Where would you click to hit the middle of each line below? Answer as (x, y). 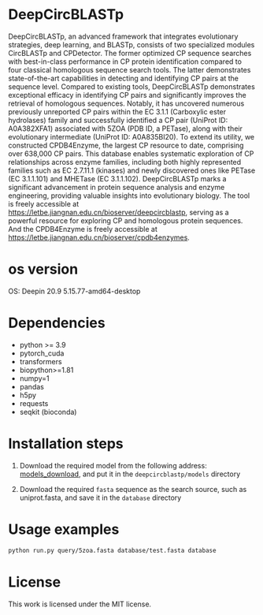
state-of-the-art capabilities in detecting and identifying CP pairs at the (123, 78)
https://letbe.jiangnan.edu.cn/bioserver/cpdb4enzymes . (99, 237)
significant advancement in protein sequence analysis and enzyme (117, 187)
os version (43, 269)
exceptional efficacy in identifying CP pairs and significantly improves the (127, 95)
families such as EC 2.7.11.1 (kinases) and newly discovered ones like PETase (132, 170)
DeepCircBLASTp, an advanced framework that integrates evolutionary (123, 36)
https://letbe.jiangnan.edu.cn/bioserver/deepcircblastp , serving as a (119, 212)
